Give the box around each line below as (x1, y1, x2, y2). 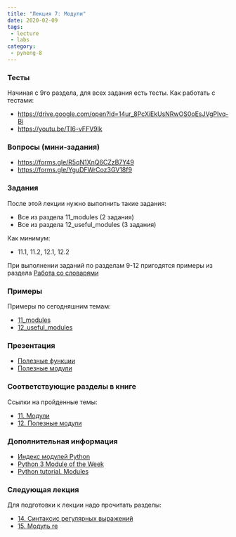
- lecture (10, 30, 39, 37)
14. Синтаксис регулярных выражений (17, 515, 133, 523)
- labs (10, 37, 30, 44)
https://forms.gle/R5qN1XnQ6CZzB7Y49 (17, 158, 135, 167)
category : (7, 43, 37, 50)
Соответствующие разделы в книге (7, 382, 137, 392)
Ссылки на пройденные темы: (7, 398, 98, 406)
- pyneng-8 (10, 50, 42, 57)
